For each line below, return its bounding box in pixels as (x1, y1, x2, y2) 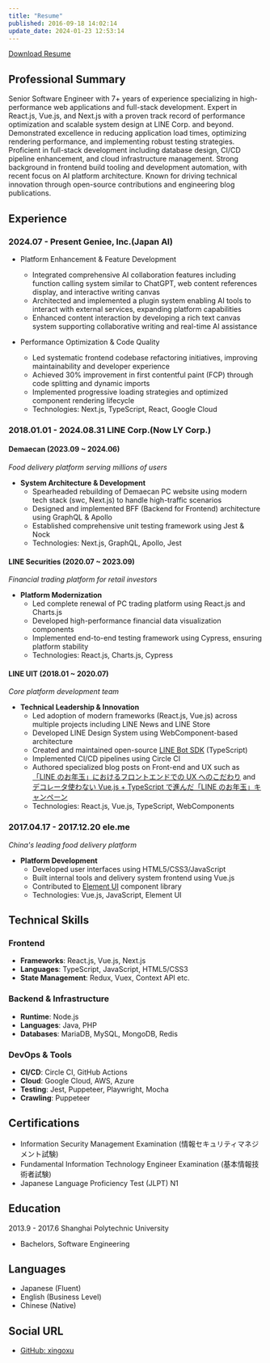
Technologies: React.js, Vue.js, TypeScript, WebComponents (32, 801, 235, 811)
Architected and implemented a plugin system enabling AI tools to (32, 296, 252, 305)
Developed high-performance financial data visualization (32, 616, 221, 626)
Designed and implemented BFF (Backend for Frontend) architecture (32, 504, 261, 513)
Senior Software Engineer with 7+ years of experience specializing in (8, 94, 238, 103)
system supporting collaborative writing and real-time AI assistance (32, 321, 258, 331)
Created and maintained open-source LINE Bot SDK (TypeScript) (32, 745, 248, 755)
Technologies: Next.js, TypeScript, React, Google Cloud (32, 404, 217, 414)
